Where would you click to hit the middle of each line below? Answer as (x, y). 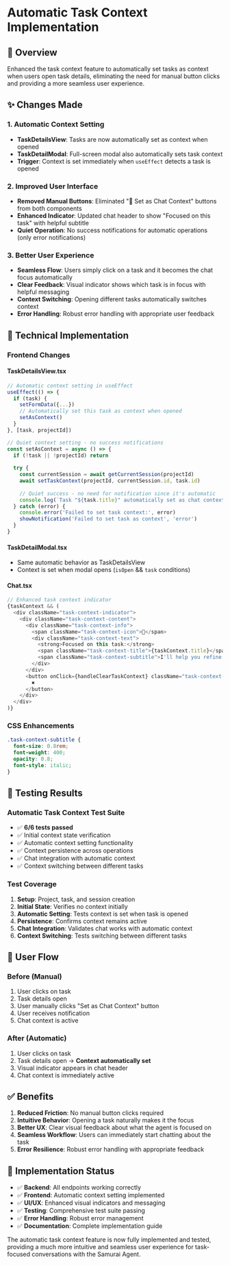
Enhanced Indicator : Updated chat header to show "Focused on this (114, 215)
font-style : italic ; (42, 765)
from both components (49, 208)
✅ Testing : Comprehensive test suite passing (81, 1211)
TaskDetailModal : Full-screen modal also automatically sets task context (120, 154)
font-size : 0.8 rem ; (41, 747)
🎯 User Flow (33, 957)
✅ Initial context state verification (64, 835)
